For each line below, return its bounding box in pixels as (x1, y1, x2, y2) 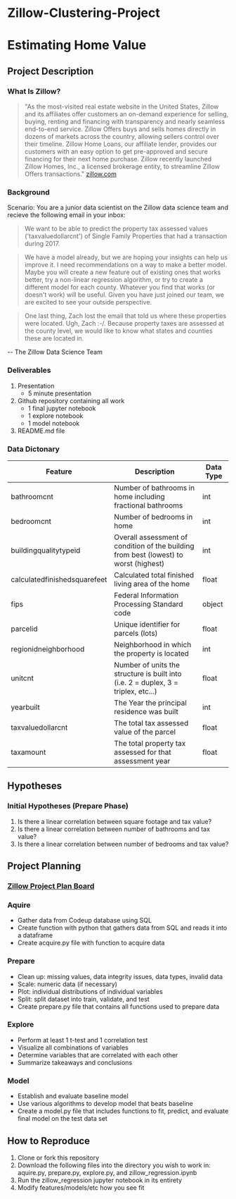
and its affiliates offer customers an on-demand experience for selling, (24, 110, 229, 118)
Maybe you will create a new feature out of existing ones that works (24, 268, 221, 276)
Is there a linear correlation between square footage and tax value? (17, 817, 212, 825)
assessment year (114, 756, 171, 765)
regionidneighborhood (11, 644, 85, 653)
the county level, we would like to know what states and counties (24, 326, 213, 336)
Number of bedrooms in (114, 512, 193, 522)
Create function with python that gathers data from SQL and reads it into (17, 923, 228, 932)
